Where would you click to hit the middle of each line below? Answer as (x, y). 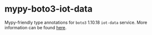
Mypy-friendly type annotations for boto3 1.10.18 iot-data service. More (76, 22)
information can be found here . (35, 27)
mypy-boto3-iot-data (49, 9)
